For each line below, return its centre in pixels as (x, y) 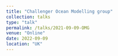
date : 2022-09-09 (27, 38)
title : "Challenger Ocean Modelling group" (60, 11)
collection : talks (28, 17)
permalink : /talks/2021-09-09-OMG (48, 28)
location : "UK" (24, 44)
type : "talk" (22, 22)
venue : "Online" (26, 33)
